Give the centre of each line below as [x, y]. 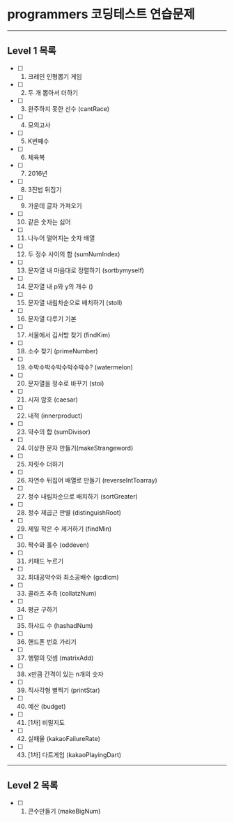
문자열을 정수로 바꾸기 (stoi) [66, 383]
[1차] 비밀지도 [46, 722]
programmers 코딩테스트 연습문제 [101, 14]
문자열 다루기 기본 [52, 318]
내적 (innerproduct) [55, 416]
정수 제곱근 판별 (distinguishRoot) [75, 512]
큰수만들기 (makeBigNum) [64, 811]
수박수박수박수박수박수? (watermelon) [80, 367]
